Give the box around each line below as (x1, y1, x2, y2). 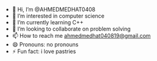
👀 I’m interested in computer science (12, 12, 105, 20)
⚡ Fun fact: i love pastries (12, 48, 76, 55)
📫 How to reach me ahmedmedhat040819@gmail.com (12, 32, 151, 39)
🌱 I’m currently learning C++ (12, 19, 84, 26)
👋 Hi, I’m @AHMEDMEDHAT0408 (12, 6, 96, 13)
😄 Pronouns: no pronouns (12, 41, 79, 48)
